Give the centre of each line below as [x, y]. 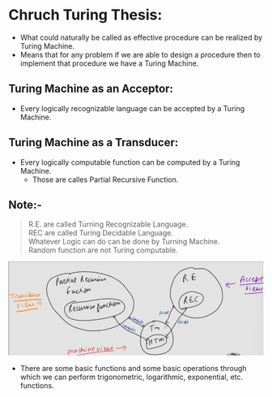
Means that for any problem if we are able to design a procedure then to [140, 54]
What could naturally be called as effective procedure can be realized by [141, 37]
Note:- [25, 205]
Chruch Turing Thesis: [85, 15]
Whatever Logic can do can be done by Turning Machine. [124, 242]
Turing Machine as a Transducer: [93, 142]
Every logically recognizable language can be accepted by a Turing [132, 108]
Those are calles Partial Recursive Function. [105, 179]
